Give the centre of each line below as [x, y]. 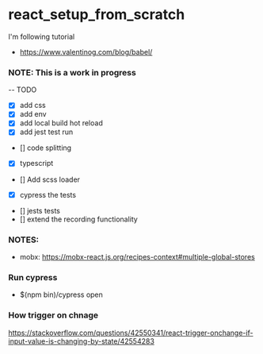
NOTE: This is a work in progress [72, 72]
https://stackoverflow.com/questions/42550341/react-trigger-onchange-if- [131, 333]
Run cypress [33, 277]
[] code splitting [46, 148]
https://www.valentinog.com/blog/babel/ [86, 52]
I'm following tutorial [42, 37]
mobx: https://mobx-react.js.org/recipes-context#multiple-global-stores [137, 256]
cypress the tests [48, 194]
